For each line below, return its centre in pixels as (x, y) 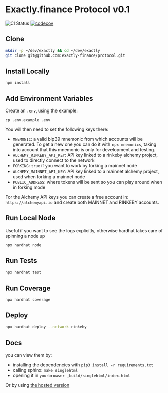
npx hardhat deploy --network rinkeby (46, 327)
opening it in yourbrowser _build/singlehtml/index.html (71, 375)
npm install (18, 83)
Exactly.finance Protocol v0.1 (67, 9)
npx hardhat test (23, 272)
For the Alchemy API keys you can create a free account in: (67, 197)
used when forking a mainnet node (49, 177)
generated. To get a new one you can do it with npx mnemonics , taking (85, 144)
